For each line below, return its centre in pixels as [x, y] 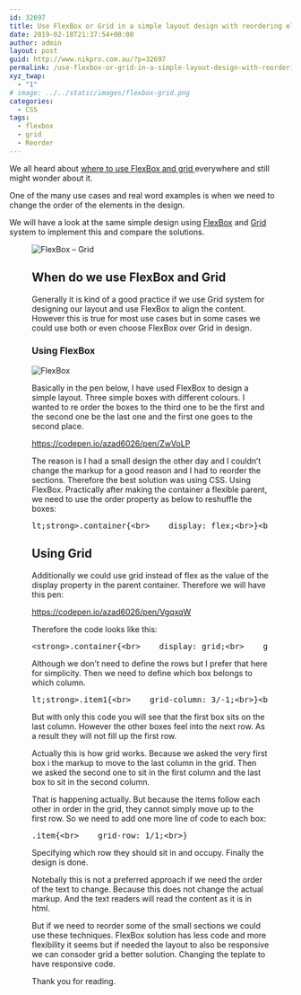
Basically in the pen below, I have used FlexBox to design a [140, 388]
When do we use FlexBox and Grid [129, 278]
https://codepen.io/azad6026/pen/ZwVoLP [111, 443]
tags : [19, 118]
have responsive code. [74, 964]
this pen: [48, 594]
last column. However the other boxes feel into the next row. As [149, 726]
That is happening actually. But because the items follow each [146, 799]
